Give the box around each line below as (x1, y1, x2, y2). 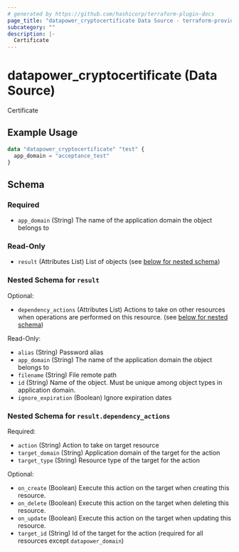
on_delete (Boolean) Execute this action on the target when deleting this (17, 499, 230, 507)
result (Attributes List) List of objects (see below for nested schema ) (17, 258, 221, 266)
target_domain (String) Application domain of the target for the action (17, 449, 221, 457)
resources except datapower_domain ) (17, 536, 124, 545)
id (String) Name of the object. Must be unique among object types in (17, 378, 223, 386)
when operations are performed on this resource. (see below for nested (17, 312, 228, 321)
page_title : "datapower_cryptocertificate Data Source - (7, 17, 180, 24)
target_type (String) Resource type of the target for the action (17, 456, 201, 465)
